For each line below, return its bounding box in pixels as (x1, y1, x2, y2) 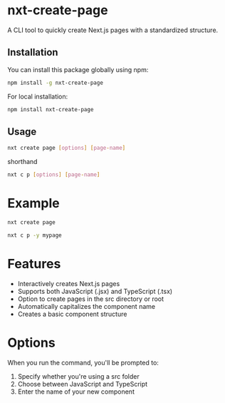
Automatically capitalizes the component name (17, 302, 155, 310)
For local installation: (7, 92, 68, 101)
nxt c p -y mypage (7, 231, 62, 239)
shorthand (7, 158, 38, 166)
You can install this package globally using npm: (7, 65, 149, 73)
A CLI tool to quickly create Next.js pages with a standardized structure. (7, 26, 219, 34)
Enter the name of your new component (17, 387, 135, 396)
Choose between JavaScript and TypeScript (17, 379, 148, 388)
